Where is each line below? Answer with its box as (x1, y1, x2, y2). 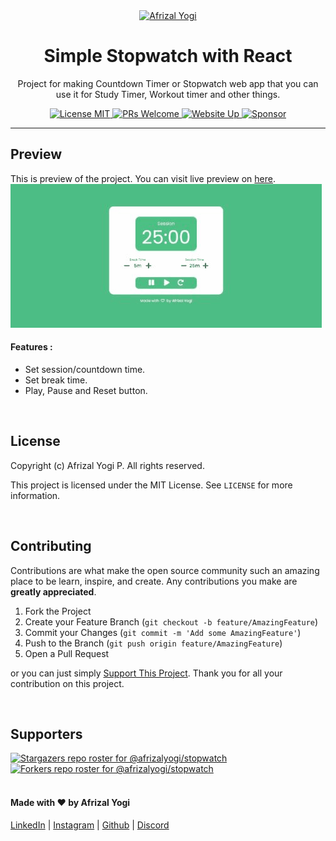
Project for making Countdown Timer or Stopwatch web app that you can (17, 77, 319, 89)
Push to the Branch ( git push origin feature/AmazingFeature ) (24, 637, 283, 649)
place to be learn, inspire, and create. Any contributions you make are (10, 575, 298, 587)
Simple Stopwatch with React (43, 45, 293, 68)
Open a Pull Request (24, 647, 110, 659)
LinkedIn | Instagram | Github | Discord (10, 819, 170, 831)
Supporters (10, 725, 83, 743)
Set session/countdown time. (24, 363, 146, 375)
